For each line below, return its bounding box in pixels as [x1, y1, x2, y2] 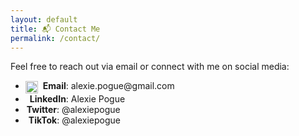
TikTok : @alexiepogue [28, 114, 122, 126]
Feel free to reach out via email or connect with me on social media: [10, 61, 290, 73]
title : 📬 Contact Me [10, 24, 101, 34]
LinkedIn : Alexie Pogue [29, 92, 126, 105]
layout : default [10, 14, 78, 25]
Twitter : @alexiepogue [26, 103, 121, 115]
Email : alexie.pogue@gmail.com [42, 80, 175, 92]
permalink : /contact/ [10, 33, 101, 43]
